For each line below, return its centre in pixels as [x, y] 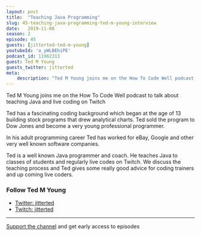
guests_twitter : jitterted [40, 67]
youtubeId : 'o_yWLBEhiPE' [38, 51]
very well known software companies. [53, 144]
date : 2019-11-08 [31, 28]
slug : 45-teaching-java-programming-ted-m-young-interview [81, 23]
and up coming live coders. [40, 174]
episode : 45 [21, 39]
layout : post [22, 12]
